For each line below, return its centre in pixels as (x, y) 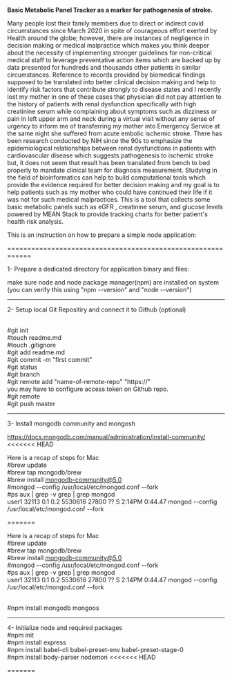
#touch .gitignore (32, 345)
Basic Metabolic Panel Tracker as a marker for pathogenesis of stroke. (110, 10)
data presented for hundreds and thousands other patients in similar (104, 67)
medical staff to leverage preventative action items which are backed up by (114, 60)
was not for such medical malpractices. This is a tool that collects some (109, 199)
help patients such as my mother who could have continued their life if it (110, 192)
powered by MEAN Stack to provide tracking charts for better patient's (108, 214)
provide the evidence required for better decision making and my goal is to (113, 185)
